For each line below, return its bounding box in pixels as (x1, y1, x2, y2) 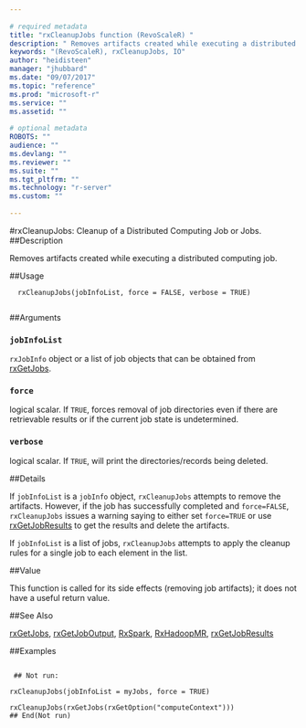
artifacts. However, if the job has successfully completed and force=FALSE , (9, 500, 290, 512)
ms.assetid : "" (9, 107, 68, 116)
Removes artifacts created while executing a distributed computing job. (9, 252, 278, 263)
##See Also (9, 609, 53, 621)
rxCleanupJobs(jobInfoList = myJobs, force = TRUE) (9, 687, 210, 696)
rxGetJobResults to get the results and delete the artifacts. (9, 520, 230, 531)
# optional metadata (9, 124, 89, 133)
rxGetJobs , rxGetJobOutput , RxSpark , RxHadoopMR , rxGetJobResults (9, 628, 274, 638)
